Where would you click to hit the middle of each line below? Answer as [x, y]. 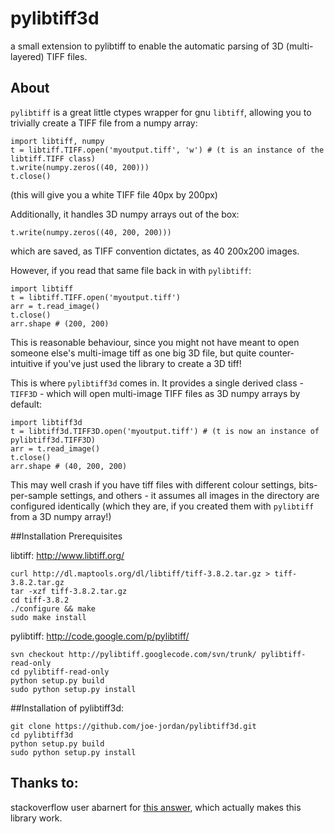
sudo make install [48, 617]
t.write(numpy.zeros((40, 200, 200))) [91, 232]
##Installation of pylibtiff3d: [67, 708]
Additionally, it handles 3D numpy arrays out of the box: [125, 214]
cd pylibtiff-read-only [60, 672]
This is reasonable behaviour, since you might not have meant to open [155, 342]
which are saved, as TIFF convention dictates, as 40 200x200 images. [155, 251]
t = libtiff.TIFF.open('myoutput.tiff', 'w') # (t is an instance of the [167, 150]
